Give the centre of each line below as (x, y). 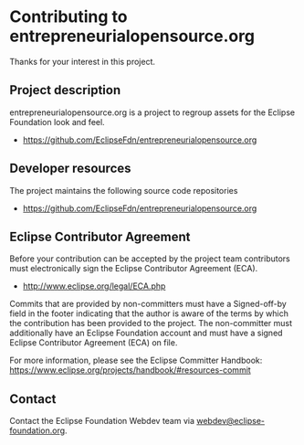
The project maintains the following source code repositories (124, 190)
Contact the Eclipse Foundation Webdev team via (102, 421)
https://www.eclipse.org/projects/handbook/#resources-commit (130, 370)
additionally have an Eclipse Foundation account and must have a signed (146, 333)
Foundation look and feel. (57, 122)
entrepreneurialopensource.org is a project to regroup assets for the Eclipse (152, 112)
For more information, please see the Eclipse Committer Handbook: (136, 360)
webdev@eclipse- (231, 421)
